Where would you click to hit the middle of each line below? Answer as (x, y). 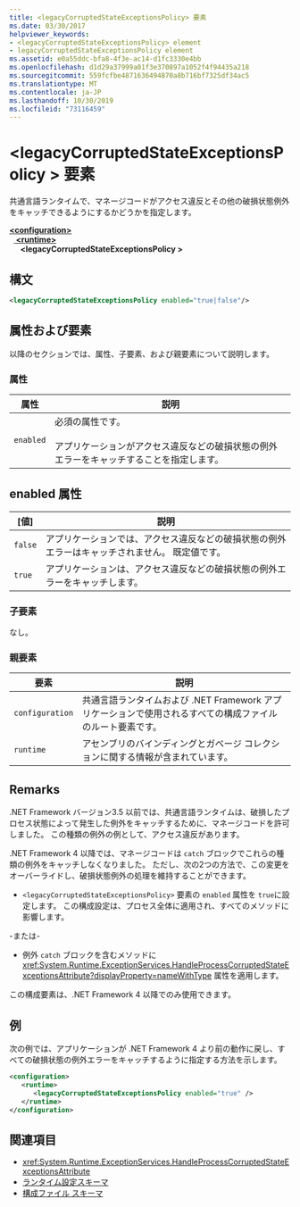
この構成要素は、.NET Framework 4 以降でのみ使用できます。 (123, 995)
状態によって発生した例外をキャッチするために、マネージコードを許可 (161, 823)
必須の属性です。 (90, 421)
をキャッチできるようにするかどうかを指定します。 (103, 212)
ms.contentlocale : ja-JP (55, 92)
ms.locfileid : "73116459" (57, 109)
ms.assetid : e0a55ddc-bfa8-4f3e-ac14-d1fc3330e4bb (105, 59)
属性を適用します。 (249, 976)
